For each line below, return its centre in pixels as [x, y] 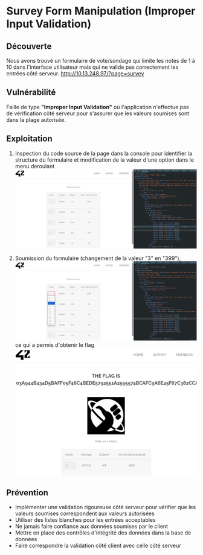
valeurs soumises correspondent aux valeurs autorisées [85, 513]
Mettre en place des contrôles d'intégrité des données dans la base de [103, 533]
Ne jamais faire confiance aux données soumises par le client [91, 527]
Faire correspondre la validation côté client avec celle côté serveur [98, 546]
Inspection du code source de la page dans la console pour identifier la [103, 153]
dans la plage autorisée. [36, 119]
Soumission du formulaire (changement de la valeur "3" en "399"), [98, 258]
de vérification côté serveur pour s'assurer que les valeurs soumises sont [98, 113]
